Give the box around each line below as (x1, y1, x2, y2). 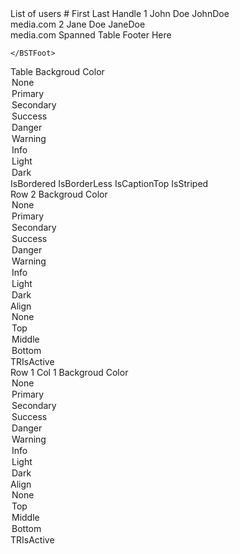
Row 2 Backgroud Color (10, 188, 108, 200)
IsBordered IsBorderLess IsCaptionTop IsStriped (10, 178, 209, 189)
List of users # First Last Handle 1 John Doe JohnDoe (10, 8, 230, 19)
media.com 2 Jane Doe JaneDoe (10, 18, 146, 30)
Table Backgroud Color (10, 66, 105, 77)
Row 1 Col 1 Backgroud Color (10, 367, 129, 378)
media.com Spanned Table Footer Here (10, 29, 172, 41)
